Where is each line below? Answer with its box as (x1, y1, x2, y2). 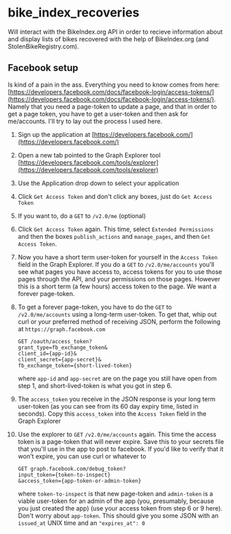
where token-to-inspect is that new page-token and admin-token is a (17, 489, 214, 498)
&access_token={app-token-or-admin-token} (17, 477, 142, 484)
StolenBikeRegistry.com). (8, 42, 80, 50)
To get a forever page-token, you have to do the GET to (17, 303, 173, 311)
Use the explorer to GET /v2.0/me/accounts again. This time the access (17, 430, 217, 438)
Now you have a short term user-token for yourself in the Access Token (17, 253, 218, 261)
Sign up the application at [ (17, 130, 95, 138)
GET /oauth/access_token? (17, 338, 92, 345)
